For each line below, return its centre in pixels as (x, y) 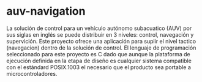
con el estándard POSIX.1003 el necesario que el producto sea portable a (99, 67)
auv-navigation (46, 11)
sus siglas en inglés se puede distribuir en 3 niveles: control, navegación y (100, 34)
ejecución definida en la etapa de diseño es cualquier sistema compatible (99, 61)
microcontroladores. (32, 73)
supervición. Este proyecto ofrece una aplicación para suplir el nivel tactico (101, 41)
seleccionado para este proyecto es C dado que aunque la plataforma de (99, 54)
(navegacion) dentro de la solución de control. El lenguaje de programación (101, 48)
